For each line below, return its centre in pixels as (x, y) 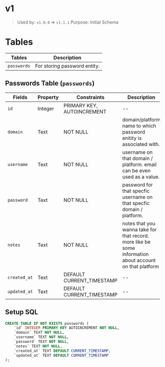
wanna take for (139, 229)
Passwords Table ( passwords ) (50, 83)
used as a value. (141, 176)
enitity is (132, 138)
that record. (136, 235)
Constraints (90, 97)
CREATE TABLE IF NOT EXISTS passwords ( (47, 323)
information (135, 254)
